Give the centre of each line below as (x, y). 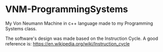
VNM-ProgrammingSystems (67, 9)
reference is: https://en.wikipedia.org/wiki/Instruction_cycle (67, 43)
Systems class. (21, 28)
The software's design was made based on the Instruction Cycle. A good (82, 38)
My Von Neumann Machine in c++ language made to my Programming (79, 23)
